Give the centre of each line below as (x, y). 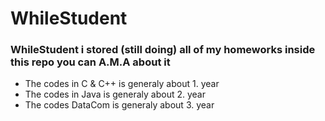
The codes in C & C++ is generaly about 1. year (122, 84)
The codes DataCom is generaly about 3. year (119, 105)
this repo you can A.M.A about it (90, 62)
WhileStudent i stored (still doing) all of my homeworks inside (163, 50)
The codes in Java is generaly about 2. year (115, 94)
